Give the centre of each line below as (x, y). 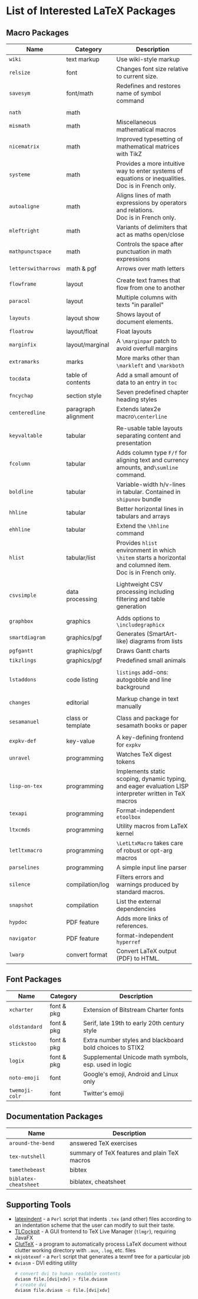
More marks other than (148, 358)
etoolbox (128, 817)
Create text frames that (148, 280)
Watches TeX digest (144, 754)
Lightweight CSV (140, 584)
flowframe (23, 284)
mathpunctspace (30, 252)
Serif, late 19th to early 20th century (134, 1023)
